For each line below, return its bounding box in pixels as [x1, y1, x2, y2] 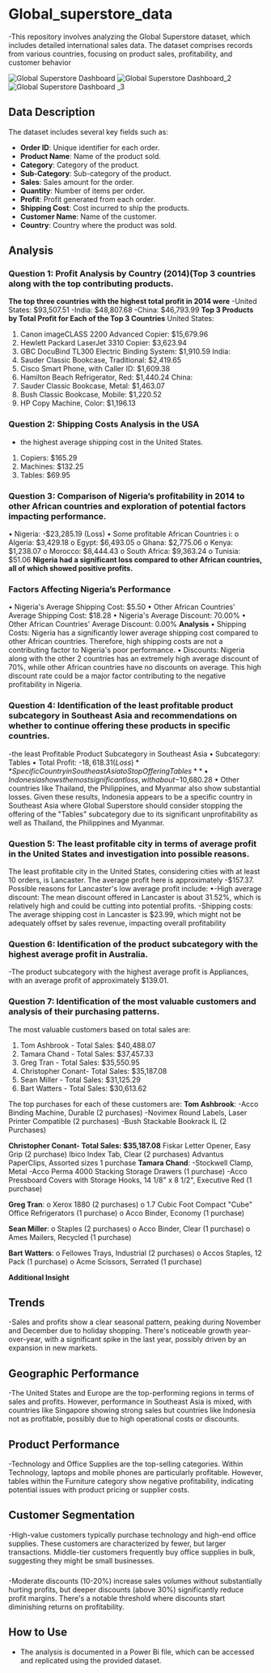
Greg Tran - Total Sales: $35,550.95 [19, 1057, 140, 1067]
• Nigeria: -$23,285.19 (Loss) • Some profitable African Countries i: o [8, 529, 239, 539]
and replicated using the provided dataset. [19, 1655, 162, 1665]
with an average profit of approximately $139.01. [8, 976, 169, 985]
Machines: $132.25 [19, 461, 84, 471]
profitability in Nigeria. [8, 680, 83, 689]
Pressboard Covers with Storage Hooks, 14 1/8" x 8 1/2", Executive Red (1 [8, 1175, 252, 1185]
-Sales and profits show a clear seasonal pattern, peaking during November [8, 1317, 261, 1327]
